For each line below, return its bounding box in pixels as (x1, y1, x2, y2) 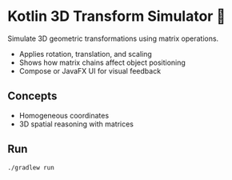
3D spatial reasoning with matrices (18, 119, 134, 129)
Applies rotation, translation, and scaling (18, 49, 153, 58)
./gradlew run (7, 163, 55, 171)
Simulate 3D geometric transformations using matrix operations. (7, 34, 219, 43)
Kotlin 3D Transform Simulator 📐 (7, 7, 226, 26)
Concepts (7, 90, 58, 103)
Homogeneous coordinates (18, 110, 110, 120)
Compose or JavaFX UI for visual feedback (18, 66, 162, 75)
